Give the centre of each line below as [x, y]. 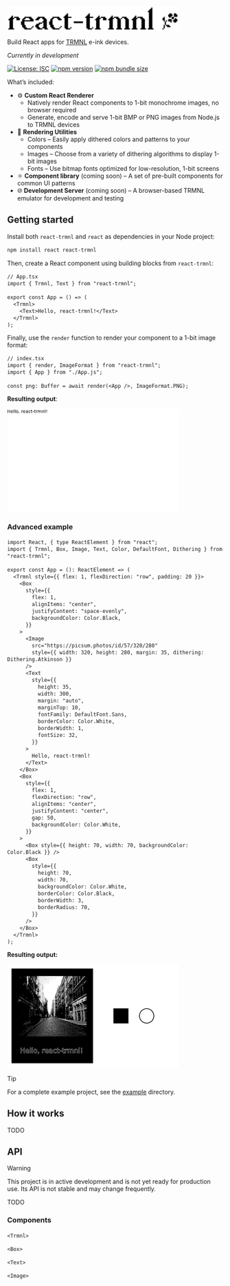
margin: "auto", [61, 701]
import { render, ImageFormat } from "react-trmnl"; [84, 365]
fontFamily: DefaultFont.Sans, [82, 714]
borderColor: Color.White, [76, 721]
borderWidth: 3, [61, 900]
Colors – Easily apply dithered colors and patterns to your [108, 139]
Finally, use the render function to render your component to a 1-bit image [112, 338]
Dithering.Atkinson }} [39, 659]
